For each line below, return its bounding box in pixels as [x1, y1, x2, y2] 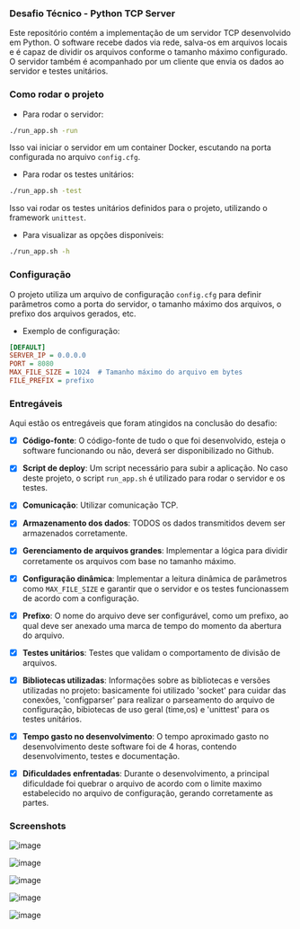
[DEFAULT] [9, 342, 47, 352]
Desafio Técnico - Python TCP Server [9, 7, 176, 20]
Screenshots [9, 819, 66, 832]
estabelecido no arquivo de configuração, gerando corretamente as [22, 787, 274, 798]
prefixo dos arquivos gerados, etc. [9, 308, 137, 319]
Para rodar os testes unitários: [22, 169, 135, 180]
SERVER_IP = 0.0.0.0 [9, 351, 87, 360]
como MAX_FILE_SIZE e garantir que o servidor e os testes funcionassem [22, 583, 289, 594]
